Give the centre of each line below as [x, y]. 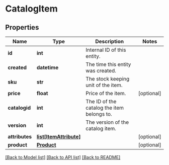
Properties [22, 27]
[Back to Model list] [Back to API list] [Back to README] [63, 157]
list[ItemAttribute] [59, 137]
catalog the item [105, 108]
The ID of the [101, 101]
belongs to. [99, 114]
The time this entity [108, 64]
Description [110, 42]
